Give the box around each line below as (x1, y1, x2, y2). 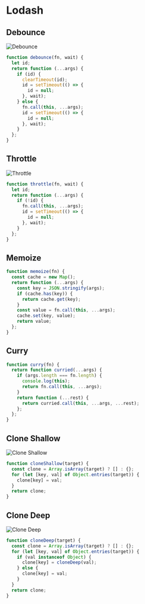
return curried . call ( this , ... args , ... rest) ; (21, 400, 140, 406)
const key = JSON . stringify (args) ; (17, 285, 105, 291)
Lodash (6, 4, 44, 17)
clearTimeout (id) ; (21, 77, 68, 83)
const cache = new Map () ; (11, 274, 76, 280)
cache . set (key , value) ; (17, 313, 76, 319)
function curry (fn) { (6, 361, 60, 367)
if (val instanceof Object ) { (17, 554, 92, 560)
